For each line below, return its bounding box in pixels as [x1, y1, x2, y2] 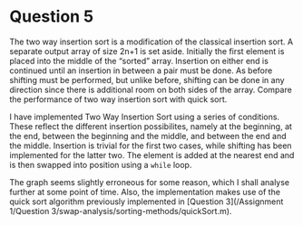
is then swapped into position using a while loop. [9, 159, 192, 170]
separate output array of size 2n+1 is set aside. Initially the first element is [9, 45, 285, 56]
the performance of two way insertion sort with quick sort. [9, 93, 228, 105]
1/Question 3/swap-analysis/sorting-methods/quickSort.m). [9, 205, 232, 216]
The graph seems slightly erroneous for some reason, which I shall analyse [9, 176, 290, 187]
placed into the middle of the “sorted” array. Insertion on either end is [9, 55, 269, 66]
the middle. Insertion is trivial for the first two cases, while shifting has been [9, 140, 292, 151]
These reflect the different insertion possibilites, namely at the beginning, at [9, 120, 293, 132]
